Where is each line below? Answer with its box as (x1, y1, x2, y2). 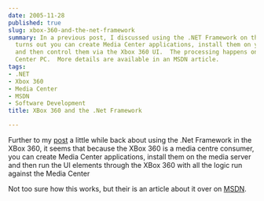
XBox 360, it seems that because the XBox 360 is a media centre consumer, (8, 143, 255, 153)
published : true (8, 19, 61, 27)
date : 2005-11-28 (8, 11, 65, 20)
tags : (8, 63, 26, 71)
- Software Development (8, 99, 86, 107)
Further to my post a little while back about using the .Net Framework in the (8, 136, 252, 144)
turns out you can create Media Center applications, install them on (15, 41, 251, 49)
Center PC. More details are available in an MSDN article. (15, 56, 220, 64)
